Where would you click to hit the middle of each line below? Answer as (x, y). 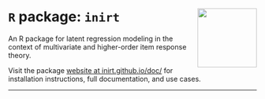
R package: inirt (64, 17)
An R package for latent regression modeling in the (91, 38)
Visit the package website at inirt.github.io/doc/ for (91, 70)
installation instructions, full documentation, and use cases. (105, 79)
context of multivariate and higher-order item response (97, 46)
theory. (20, 55)
